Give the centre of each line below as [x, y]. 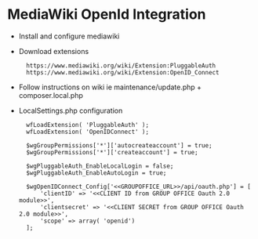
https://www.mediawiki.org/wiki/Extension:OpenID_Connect [123, 72]
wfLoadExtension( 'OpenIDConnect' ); [88, 132]
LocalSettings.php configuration [71, 110]
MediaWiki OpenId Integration [107, 14]
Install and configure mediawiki [69, 36]
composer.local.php [51, 95]
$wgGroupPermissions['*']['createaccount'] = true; [112, 152]
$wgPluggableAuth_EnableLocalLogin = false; [100, 166]
